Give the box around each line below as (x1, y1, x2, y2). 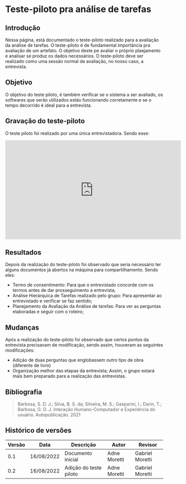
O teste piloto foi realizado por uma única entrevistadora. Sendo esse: (5, 130, 149, 136)
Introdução (5, 24, 41, 32)
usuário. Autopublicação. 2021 (17, 412, 81, 418)
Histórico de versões (5, 426, 72, 435)
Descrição (71, 441, 96, 448)
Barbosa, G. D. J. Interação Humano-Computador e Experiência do (17, 407, 155, 413)
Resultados (5, 248, 42, 257)
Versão (8, 441, 26, 448)
